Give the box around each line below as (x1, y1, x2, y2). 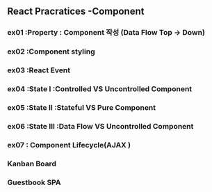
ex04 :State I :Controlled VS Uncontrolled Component (7, 84, 193, 94)
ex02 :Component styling (7, 47, 95, 56)
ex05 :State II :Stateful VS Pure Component (7, 103, 156, 112)
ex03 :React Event (7, 65, 71, 75)
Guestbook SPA (7, 177, 61, 187)
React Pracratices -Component (7, 6, 145, 17)
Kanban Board (7, 159, 57, 168)
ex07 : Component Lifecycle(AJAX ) (7, 140, 131, 150)
